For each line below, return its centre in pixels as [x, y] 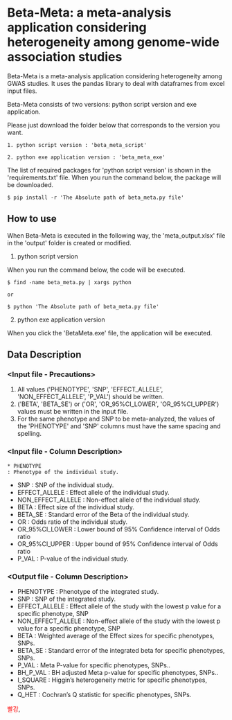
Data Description [44, 355]
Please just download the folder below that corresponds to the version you [114, 125]
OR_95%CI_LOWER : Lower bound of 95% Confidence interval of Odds [118, 529]
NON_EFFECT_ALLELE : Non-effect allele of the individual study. [109, 500]
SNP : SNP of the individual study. [65, 485]
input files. [22, 91]
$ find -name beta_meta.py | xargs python [69, 282]
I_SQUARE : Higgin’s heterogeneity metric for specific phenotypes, [112, 680]
